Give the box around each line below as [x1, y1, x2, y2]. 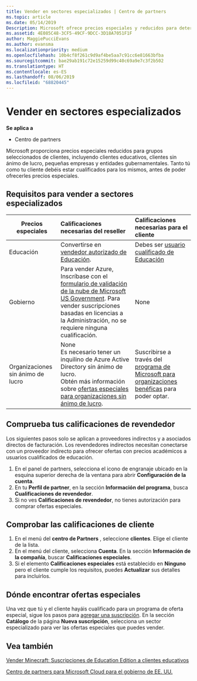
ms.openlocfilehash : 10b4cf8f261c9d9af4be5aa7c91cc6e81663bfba [6, 52, 164, 58]
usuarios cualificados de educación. [6, 453, 94, 460]
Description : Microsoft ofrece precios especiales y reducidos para [6, 25, 177, 31]
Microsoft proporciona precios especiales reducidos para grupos [6, 147, 163, 154]
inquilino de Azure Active [60, 355, 130, 363]
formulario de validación [60, 279, 128, 288]
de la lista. [14, 542, 40, 549]
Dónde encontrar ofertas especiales [6, 589, 141, 600]
